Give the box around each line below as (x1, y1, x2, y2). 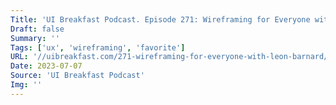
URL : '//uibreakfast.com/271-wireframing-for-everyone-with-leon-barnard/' (10, 52, 333, 62)
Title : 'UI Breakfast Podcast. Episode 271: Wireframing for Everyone (10, 14, 311, 25)
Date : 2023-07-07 (10, 61, 83, 71)
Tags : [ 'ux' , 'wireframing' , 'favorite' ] (10, 42, 186, 53)
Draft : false (10, 24, 65, 34)
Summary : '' (10, 33, 60, 43)
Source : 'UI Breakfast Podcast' (10, 71, 145, 81)
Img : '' (10, 80, 43, 90)
